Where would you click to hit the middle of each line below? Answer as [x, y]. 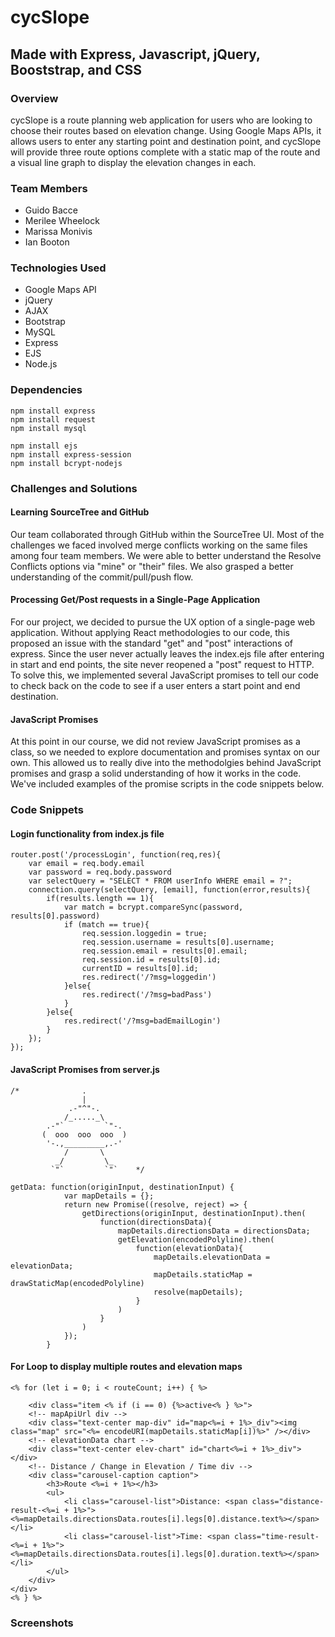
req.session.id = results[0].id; [151, 960]
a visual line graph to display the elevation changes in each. [133, 162]
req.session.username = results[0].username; [178, 942]
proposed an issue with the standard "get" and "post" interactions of [152, 643]
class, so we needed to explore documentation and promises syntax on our [165, 752]
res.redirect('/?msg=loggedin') [149, 977]
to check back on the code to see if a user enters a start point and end [155, 686]
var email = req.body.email [86, 864]
